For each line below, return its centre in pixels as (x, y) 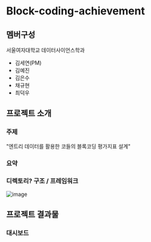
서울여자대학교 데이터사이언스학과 (46, 50)
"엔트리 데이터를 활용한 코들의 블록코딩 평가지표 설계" (68, 146)
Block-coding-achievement (75, 11)
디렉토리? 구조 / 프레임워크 (42, 181)
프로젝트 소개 (29, 114)
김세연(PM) (28, 63)
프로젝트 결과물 (33, 215)
